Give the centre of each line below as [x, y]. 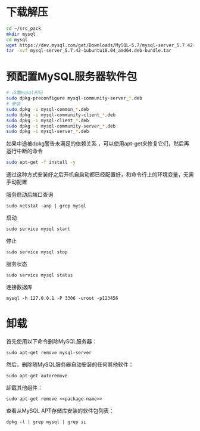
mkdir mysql [21, 34]
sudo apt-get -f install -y [41, 162]
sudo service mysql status [40, 275]
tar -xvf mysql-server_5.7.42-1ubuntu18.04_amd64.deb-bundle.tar [89, 51]
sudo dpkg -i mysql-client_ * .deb [48, 120]
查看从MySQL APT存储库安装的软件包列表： [60, 411]
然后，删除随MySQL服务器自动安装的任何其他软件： [70, 365]
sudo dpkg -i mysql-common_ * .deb [48, 109]
